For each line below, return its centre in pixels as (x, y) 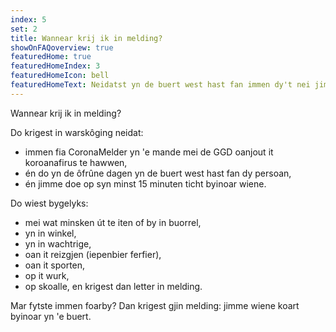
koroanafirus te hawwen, (76, 162)
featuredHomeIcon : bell (60, 76)
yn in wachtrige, (58, 243)
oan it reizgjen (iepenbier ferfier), (93, 254)
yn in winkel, (50, 233)
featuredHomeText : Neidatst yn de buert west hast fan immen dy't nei (160, 85)
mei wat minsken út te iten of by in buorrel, (113, 222)
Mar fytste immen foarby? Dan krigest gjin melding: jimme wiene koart (155, 305)
